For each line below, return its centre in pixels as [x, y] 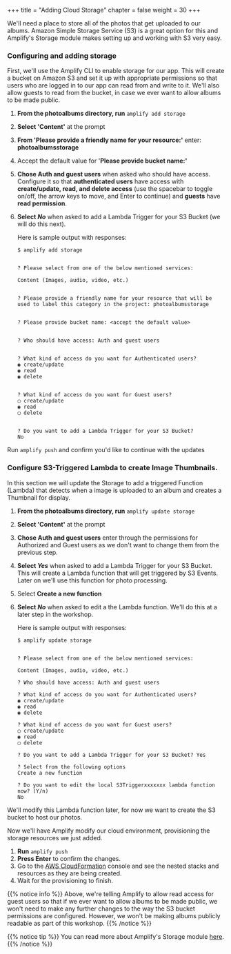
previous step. [38, 552]
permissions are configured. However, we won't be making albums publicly [114, 915]
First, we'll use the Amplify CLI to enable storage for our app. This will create [116, 71]
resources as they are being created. [69, 873]
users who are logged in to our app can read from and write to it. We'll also [113, 85]
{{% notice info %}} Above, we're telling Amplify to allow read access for [110, 894]
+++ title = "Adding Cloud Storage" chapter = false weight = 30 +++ [104, 10]
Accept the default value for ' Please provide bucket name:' [102, 161]
